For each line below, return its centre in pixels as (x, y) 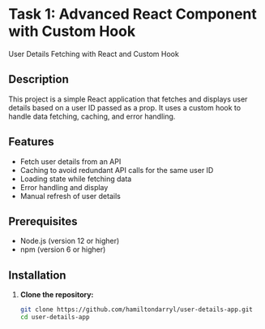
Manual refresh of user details (71, 196)
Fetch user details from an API (71, 161)
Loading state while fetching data (76, 179)
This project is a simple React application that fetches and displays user (128, 99)
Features (31, 142)
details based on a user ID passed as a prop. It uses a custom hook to (125, 107)
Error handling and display (64, 187)
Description (38, 79)
